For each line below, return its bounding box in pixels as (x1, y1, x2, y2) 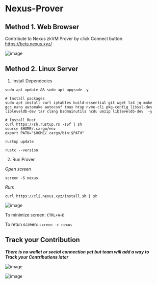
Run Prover (12, 156, 35, 162)
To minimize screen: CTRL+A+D (5, 212, 65, 217)
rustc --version (5, 147, 38, 153)
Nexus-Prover (5, 3, 64, 14)
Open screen (5, 166, 31, 172)
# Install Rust (5, 117, 36, 122)
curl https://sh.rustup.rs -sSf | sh (5, 122, 82, 127)
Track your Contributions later (5, 254, 69, 260)
